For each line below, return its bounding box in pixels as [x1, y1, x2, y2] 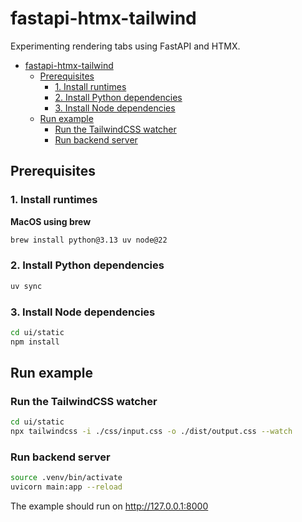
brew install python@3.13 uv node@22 [10, 235, 168, 245]
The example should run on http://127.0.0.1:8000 [10, 500, 209, 512]
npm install [10, 337, 60, 347]
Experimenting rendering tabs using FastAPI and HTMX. [10, 40, 241, 52]
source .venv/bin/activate [10, 473, 123, 483]
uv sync [10, 281, 43, 291]
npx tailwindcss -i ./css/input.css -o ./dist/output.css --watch [10, 427, 293, 437]
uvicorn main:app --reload [10, 482, 123, 492]
